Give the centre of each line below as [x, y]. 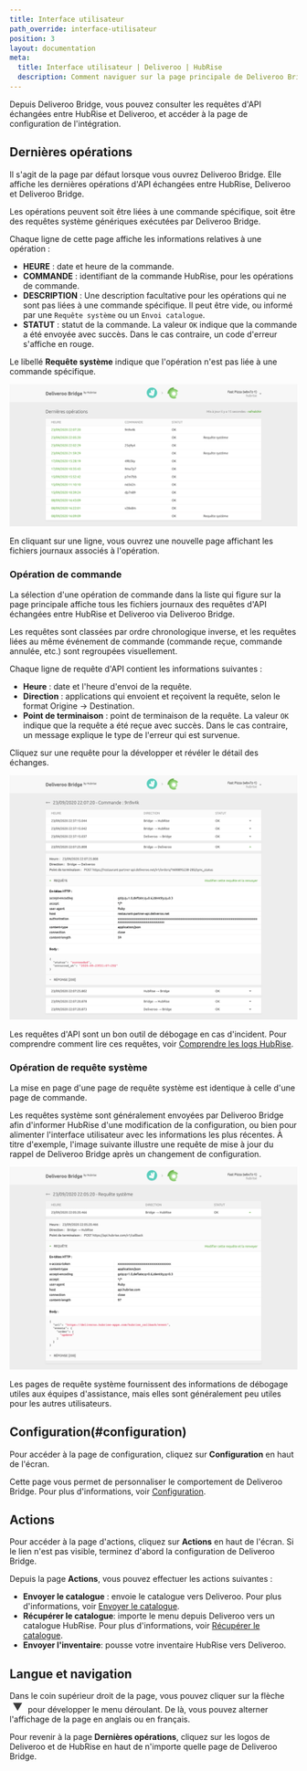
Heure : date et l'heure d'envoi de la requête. [107, 686]
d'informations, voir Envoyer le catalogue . [101, 1607]
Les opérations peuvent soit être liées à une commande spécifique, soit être [153, 211]
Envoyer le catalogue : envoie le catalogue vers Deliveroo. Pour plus [152, 1597]
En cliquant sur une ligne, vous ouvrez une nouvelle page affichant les [142, 541]
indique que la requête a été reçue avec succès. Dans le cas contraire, [155, 725]
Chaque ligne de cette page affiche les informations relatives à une [136, 238]
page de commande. [48, 1097]
